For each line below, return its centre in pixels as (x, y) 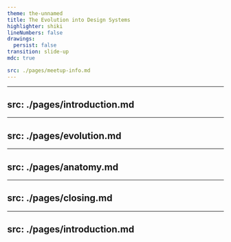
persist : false (35, 45)
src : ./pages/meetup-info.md (49, 70)
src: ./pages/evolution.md (64, 135)
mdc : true (21, 58)
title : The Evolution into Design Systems (69, 20)
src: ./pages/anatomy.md (63, 167)
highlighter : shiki (35, 26)
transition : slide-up (38, 52)
